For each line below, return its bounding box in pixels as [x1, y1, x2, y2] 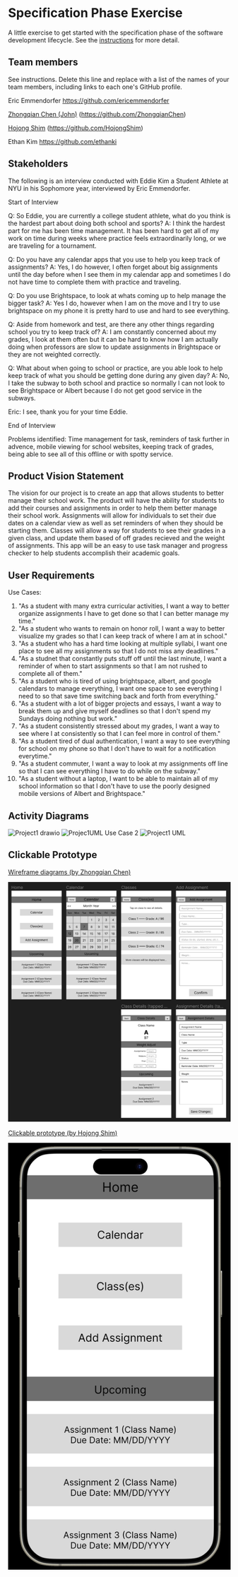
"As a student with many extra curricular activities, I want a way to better [18, 602, 230, 610]
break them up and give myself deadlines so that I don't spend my [18, 707, 211, 715]
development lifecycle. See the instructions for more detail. [8, 35, 179, 44]
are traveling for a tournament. [8, 242, 97, 250]
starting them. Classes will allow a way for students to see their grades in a [8, 526, 226, 535]
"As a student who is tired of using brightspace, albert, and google [18, 677, 212, 686]
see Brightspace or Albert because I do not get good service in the [8, 386, 202, 395]
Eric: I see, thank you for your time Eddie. [8, 407, 128, 416]
